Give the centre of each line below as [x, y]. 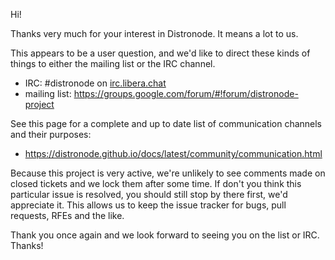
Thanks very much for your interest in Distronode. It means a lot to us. [154, 33]
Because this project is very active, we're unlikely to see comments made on [168, 173]
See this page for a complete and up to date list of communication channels [166, 123]
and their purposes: [51, 134]
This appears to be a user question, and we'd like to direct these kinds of [160, 53]
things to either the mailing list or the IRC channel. [113, 63]
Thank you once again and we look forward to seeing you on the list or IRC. [165, 235]
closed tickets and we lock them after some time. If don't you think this [156, 183]
